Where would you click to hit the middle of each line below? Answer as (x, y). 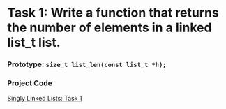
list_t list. (34, 43)
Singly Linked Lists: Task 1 (45, 99)
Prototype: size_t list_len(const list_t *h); (87, 64)
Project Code (30, 83)
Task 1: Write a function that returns (113, 13)
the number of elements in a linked (110, 28)
